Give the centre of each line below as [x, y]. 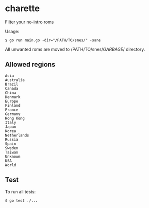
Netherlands [17, 135]
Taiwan [12, 152]
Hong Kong [15, 118]
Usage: [12, 31]
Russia [12, 139]
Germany [13, 114]
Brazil [12, 84]
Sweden [12, 148]
